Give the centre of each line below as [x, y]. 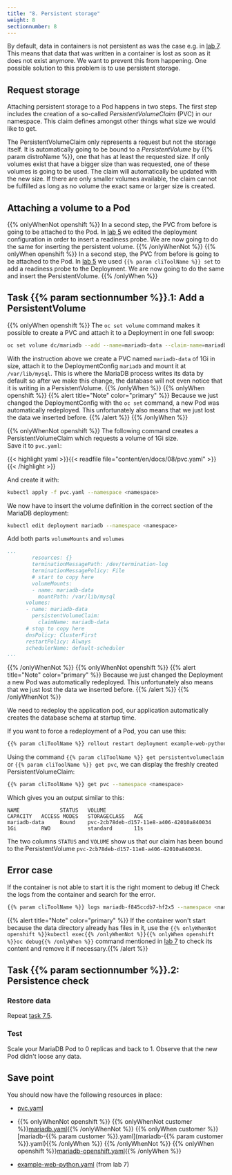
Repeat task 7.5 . [30, 1016]
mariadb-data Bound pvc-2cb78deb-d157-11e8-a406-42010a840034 [109, 823]
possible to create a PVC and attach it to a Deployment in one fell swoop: [111, 332]
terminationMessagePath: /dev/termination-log [100, 565]
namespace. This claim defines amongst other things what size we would [112, 121]
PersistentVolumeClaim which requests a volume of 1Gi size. [93, 438]
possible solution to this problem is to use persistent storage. [94, 68]
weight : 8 [21, 20]
